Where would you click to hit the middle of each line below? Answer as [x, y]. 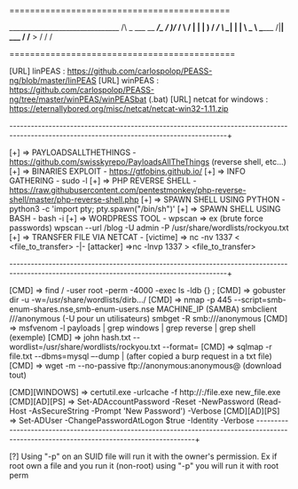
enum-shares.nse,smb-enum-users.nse [82, 309]
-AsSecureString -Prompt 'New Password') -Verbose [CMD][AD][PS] [154, 411]
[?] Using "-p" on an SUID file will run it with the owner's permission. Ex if [143, 456]
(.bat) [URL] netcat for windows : [208, 99]
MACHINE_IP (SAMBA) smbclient [217, 309]
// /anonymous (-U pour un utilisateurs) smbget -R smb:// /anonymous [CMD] [149, 318]
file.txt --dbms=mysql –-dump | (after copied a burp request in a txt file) [141, 356]
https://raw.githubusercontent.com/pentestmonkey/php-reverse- [128, 190]
